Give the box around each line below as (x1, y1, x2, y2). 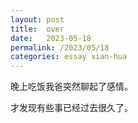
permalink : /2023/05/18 (10, 42, 110, 53)
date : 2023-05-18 (10, 33, 92, 43)
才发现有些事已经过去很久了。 (10, 102, 133, 114)
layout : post (10, 14, 65, 25)
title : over (10, 24, 65, 34)
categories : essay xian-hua (10, 52, 128, 62)
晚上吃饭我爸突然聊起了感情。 (10, 81, 133, 93)
